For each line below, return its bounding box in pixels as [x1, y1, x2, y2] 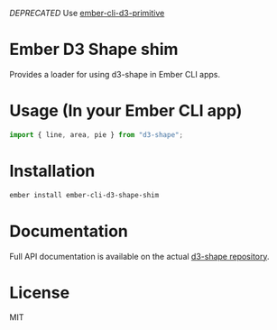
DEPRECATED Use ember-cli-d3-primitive [9, 8, 165, 18]
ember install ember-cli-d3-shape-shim [9, 190, 160, 199]
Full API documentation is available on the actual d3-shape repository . [9, 251, 270, 261]
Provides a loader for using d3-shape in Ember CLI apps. [9, 69, 221, 79]
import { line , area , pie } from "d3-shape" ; [9, 130, 183, 139]
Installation [9, 160, 96, 181]
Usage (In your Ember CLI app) [9, 101, 243, 121]
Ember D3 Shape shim [9, 40, 179, 60]
